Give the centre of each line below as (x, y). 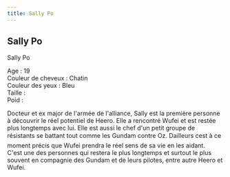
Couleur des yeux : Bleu (41, 86)
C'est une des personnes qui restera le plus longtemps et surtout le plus (109, 153)
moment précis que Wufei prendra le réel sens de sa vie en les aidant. (106, 145)
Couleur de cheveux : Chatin (48, 78)
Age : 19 (19, 71)
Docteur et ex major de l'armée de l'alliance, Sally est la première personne (114, 113)
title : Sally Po (30, 13)
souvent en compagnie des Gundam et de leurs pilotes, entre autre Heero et (115, 160)
